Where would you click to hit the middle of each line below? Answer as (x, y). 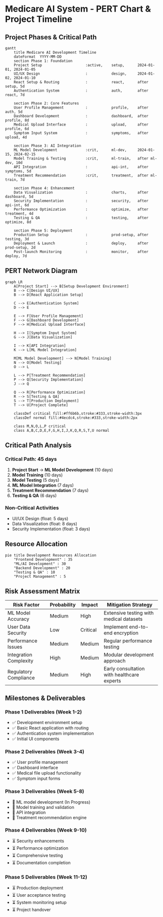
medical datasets (123, 619)
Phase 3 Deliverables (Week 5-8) (45, 791)
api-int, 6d (17, 205)
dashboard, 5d (19, 197)
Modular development (129, 655)
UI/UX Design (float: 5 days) (40, 518)
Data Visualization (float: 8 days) (45, 523)
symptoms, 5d (18, 171)
